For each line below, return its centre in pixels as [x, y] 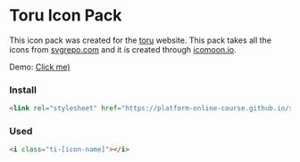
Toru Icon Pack [66, 16]
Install [23, 90]
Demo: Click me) [40, 67]
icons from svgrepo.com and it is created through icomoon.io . [123, 49]
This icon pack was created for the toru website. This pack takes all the [141, 40]
